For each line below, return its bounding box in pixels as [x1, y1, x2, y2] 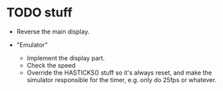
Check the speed [26, 61, 76, 69]
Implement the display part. [26, 53, 105, 62]
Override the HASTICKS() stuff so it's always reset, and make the [26, 68, 212, 77]
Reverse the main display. [16, 27, 90, 36]
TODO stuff [6, 5, 73, 21]
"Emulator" [16, 40, 48, 49]
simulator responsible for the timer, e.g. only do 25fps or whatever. [26, 75, 217, 83]
